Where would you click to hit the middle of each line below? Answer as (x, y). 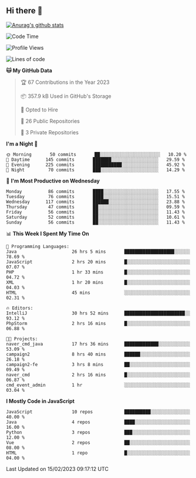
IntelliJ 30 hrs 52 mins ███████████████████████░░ (98, 313)
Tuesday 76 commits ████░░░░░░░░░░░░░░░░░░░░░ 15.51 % (95, 196)
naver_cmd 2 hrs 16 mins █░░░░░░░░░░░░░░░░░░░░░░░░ (98, 375)
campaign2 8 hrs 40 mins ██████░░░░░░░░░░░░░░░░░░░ (98, 354)
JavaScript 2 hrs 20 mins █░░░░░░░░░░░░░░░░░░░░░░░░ (98, 262)
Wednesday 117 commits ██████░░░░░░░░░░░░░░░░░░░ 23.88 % (95, 202)
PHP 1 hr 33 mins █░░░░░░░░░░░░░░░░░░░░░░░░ (98, 272)
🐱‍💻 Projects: (22, 339)
